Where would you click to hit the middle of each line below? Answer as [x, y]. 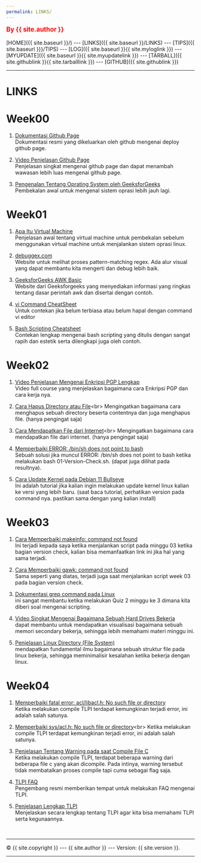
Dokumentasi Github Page [47, 135]
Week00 [28, 119]
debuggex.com [33, 256]
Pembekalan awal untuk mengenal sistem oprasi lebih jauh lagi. [93, 190]
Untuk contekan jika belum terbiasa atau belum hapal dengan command [103, 310]
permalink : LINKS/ [29, 12]
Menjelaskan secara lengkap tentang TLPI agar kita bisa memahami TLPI [104, 812]
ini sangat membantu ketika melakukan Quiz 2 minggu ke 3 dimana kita [102, 600]
